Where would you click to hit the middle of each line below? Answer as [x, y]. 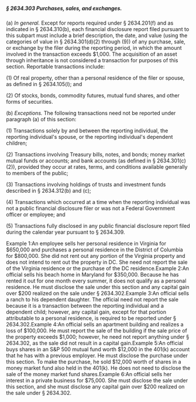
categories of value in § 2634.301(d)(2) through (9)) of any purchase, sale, [96, 42]
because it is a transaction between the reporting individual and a [85, 305]
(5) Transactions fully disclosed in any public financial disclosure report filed [98, 226]
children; [17, 143]
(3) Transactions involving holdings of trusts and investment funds [86, 184]
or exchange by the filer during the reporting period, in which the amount [94, 47]
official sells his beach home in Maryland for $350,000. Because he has [92, 274]
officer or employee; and [36, 214]
